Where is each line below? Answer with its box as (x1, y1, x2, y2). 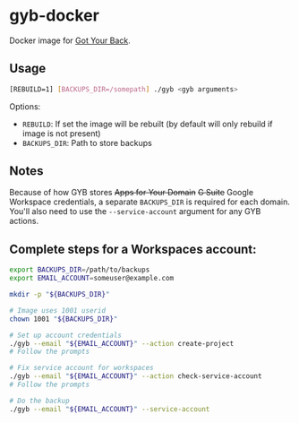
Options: (9, 100, 41, 112)
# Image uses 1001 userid (9, 306, 106, 315)
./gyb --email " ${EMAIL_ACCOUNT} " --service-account (9, 404, 210, 413)
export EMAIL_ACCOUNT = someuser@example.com (9, 274, 175, 283)
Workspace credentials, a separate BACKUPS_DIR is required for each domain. (9, 196, 291, 207)
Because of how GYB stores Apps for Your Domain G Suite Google (9, 187, 253, 198)
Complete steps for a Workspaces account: (9, 241, 257, 256)
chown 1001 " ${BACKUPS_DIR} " (9, 315, 118, 324)
